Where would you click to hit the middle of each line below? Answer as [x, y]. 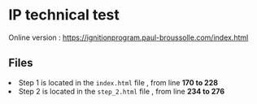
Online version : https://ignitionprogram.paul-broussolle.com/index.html [128, 37]
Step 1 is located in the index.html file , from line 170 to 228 [118, 82]
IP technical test [64, 15]
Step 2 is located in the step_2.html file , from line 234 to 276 [122, 91]
